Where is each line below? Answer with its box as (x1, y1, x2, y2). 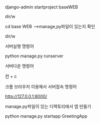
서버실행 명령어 (5, 43, 34, 49)
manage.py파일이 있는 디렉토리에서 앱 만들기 (5, 104, 92, 109)
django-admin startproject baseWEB (5, 4, 78, 10)
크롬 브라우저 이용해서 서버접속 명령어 (5, 84, 77, 89)
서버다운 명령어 (5, 63, 34, 69)
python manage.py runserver (5, 53, 63, 59)
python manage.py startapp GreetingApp (5, 113, 88, 119)
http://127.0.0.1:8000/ (5, 93, 47, 99)
